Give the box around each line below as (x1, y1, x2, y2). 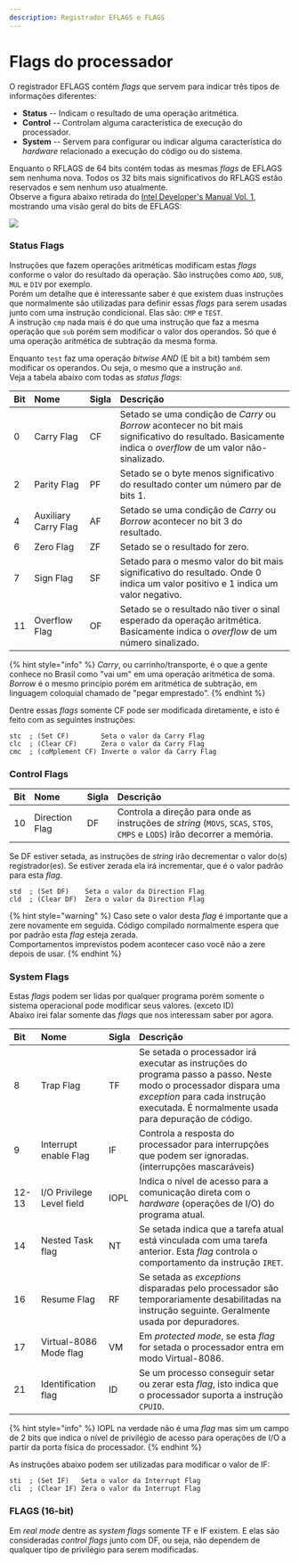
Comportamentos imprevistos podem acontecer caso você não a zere (9, 939, 266, 950)
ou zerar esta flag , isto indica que (139, 1378, 279, 1390)
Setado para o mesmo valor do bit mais (119, 554, 284, 567)
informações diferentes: (9, 90, 97, 101)
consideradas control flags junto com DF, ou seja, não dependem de (9, 1535, 261, 1545)
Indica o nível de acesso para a (139, 1175, 269, 1188)
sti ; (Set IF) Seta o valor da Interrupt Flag (9, 1477, 201, 1486)
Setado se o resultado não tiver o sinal (119, 602, 280, 615)
